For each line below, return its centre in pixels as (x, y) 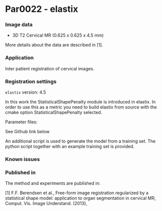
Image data (19, 25)
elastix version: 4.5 (26, 92)
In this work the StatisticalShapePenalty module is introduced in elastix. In (81, 102)
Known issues (23, 159)
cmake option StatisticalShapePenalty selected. (54, 112)
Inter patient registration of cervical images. (50, 68)
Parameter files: (21, 122)
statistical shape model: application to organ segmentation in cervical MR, (81, 198)
